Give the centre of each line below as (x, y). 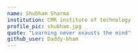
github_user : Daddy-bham (43, 39)
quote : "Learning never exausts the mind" (69, 33)
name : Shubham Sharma (38, 13)
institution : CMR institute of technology (69, 20)
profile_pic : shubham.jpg (44, 26)
